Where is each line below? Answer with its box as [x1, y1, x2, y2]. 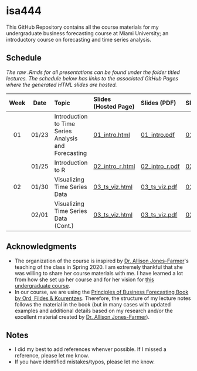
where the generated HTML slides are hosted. [6, 81, 117, 88]
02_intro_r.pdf [140, 162, 180, 170]
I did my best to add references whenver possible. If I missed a [14, 346, 167, 353]
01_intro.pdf [140, 130, 175, 139]
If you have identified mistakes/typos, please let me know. [14, 358, 155, 365]
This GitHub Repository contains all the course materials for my [6, 23, 159, 31]
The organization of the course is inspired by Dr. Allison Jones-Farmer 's [14, 257, 189, 264]
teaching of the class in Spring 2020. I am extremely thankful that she [14, 263, 183, 271]
